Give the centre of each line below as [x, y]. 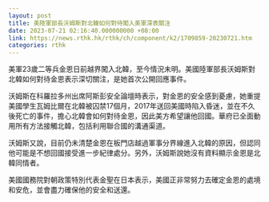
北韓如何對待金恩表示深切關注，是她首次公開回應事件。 [99, 79]
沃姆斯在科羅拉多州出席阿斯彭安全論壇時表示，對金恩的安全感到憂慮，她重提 [134, 96]
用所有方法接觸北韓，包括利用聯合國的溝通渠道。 [89, 126]
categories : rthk [37, 46]
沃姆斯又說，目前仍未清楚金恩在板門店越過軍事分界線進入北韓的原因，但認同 [134, 143]
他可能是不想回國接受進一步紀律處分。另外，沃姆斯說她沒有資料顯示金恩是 [131, 153]
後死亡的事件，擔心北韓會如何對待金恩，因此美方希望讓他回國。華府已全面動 [134, 116]
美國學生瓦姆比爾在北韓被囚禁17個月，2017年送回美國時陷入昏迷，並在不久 [132, 106]
